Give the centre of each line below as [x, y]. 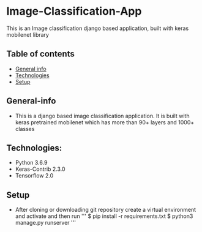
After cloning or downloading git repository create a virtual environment [106, 210]
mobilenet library [28, 34]
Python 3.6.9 [31, 163]
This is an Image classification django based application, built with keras [98, 28]
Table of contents [40, 54]
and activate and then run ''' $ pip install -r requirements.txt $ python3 [104, 216]
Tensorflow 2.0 [34, 176]
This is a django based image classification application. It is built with [102, 116]
